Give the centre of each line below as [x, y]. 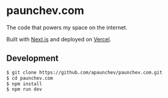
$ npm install [24, 84]
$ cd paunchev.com [30, 78]
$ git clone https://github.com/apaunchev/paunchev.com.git [85, 72]
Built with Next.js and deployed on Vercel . [59, 39]
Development [33, 58]
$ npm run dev [24, 89]
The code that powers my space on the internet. [67, 27]
